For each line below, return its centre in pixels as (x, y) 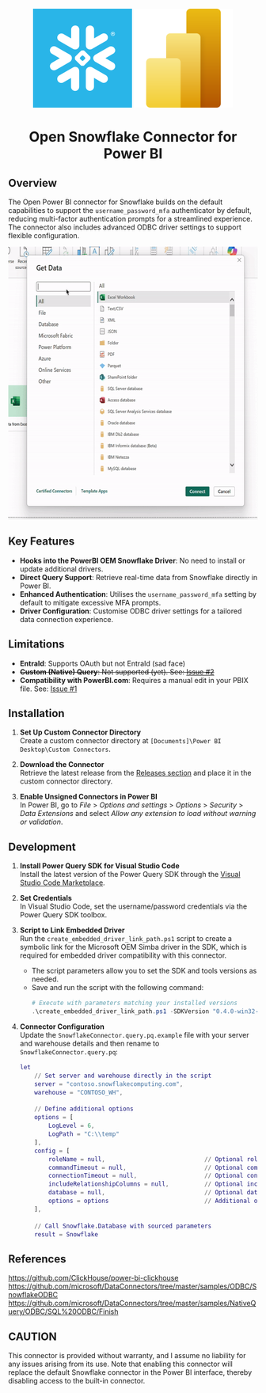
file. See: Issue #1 (48, 689)
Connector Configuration (62, 1027)
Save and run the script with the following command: (118, 988)
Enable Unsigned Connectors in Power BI (88, 797)
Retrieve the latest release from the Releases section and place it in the (135, 773)
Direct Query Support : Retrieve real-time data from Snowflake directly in (139, 577)
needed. (45, 979)
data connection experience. (66, 619)
